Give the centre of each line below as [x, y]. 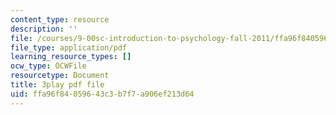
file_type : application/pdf [69, 47]
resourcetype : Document [60, 76]
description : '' [44, 29]
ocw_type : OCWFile [48, 66]
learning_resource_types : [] [71, 57]
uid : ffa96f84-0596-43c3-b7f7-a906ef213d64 [102, 94]
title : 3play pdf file [57, 85]
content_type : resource [60, 19]
